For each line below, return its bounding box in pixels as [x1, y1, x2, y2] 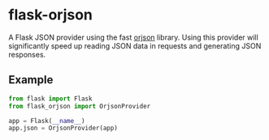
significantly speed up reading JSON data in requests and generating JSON [8, 40, 262, 50]
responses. [8, 49, 46, 59]
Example [8, 73, 54, 87]
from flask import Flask [8, 95, 93, 103]
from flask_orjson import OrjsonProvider [8, 102, 151, 110]
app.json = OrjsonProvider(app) [8, 124, 118, 133]
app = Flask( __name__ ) [8, 117, 85, 125]
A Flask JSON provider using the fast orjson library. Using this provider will [8, 32, 258, 42]
